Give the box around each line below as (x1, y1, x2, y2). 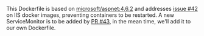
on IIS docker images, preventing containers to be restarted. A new (6, 11, 175, 19)
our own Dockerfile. (6, 24, 56, 31)
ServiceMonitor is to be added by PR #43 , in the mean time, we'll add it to (6, 18, 191, 25)
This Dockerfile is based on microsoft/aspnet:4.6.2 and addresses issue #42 (6, 5, 198, 12)
